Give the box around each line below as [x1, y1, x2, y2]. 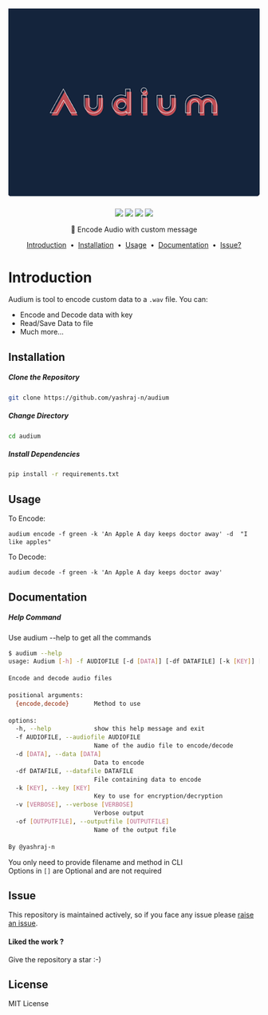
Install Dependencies [8, 450, 81, 459]
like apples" [8, 538, 52, 546]
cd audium [8, 432, 41, 440]
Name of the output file [93, 826, 177, 834]
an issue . [8, 918, 38, 928]
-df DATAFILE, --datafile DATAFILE [15, 767, 134, 775]
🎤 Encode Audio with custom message [70, 224, 198, 235]
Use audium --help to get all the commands [8, 632, 152, 642]
